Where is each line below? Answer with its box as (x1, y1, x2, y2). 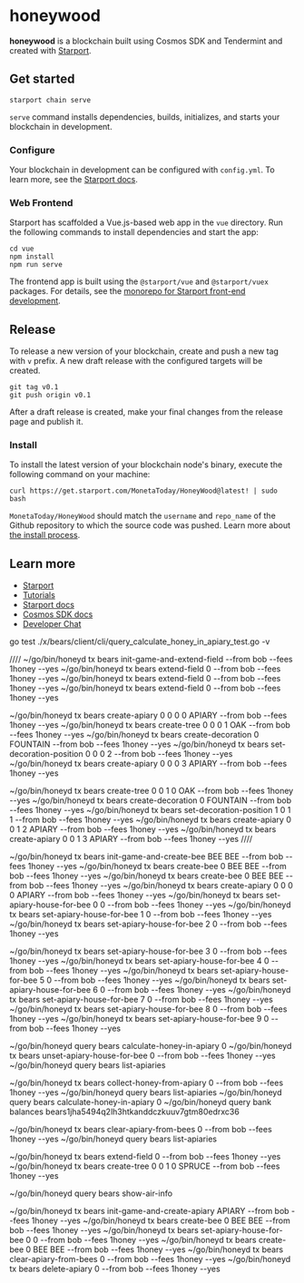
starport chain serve (9, 95, 92, 104)
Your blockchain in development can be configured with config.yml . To (9, 164, 275, 175)
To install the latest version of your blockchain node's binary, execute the (9, 459, 283, 470)
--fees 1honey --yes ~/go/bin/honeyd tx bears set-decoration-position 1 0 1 (9, 805, 291, 816)
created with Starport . (9, 44, 93, 55)
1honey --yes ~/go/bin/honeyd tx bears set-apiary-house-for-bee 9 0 (9, 1014, 270, 1024)
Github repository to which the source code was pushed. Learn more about (9, 520, 291, 531)
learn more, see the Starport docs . (9, 174, 139, 185)
